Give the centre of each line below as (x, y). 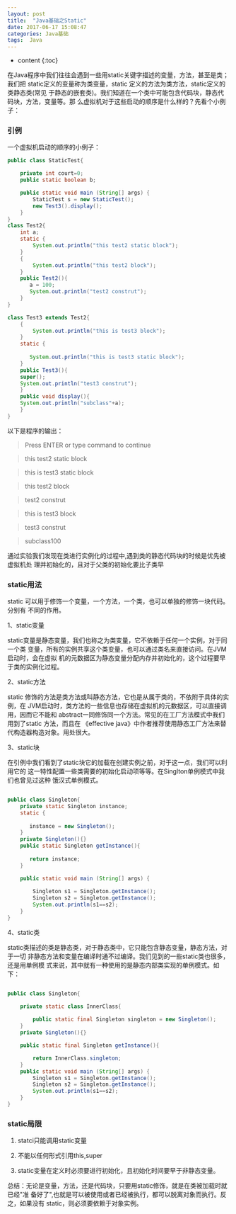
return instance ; (55, 859)
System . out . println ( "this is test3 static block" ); (107, 357)
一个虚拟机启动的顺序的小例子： (54, 147)
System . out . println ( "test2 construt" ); (88, 292)
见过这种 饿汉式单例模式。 (64, 781)
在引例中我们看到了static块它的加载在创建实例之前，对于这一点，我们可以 (114, 763)
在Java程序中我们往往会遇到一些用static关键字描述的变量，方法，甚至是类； (118, 75)
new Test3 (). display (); (67, 206)
